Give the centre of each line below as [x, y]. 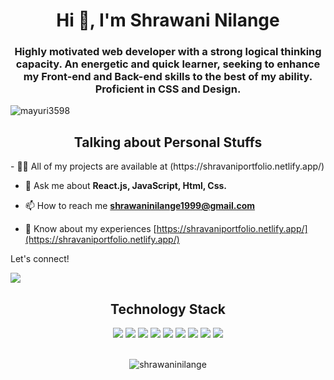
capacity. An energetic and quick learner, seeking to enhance [168, 64]
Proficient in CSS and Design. [168, 89]
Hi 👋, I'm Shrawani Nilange [168, 20]
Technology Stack [168, 309]
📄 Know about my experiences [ [90, 229]
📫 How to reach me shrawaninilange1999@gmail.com [140, 206]
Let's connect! [40, 259]
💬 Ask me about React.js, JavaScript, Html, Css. [126, 186]
